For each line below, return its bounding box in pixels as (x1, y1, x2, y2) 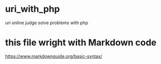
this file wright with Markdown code (5, 37, 157, 48)
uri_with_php (5, 3, 60, 15)
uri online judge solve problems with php (5, 20, 88, 26)
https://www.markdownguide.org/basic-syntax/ (5, 53, 103, 59)
